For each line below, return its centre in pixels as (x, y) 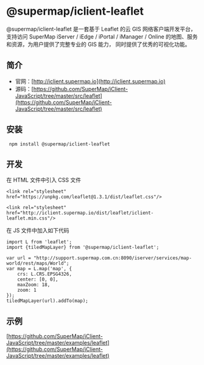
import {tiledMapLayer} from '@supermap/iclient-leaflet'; (83, 248)
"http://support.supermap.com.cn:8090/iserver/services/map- (112, 258)
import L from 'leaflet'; (39, 242)
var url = (19, 258)
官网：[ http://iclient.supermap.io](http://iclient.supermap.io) (90, 81)
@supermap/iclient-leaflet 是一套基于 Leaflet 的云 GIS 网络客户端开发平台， (101, 29)
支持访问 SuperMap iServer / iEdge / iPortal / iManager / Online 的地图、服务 (102, 36)
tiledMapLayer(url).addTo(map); (47, 301)
